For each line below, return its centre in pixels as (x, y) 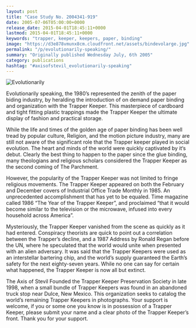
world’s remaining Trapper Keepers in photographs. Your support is (87, 300)
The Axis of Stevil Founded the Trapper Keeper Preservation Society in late (97, 281)
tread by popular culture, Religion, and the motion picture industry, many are (98, 136)
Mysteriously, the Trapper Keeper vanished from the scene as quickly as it (96, 227)
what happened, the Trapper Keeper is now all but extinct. (76, 270)
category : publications (35, 60)
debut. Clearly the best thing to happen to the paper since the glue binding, (97, 155)
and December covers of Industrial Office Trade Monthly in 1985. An (88, 191)
